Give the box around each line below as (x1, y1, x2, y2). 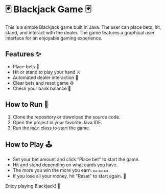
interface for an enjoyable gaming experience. (5, 35, 103, 41)
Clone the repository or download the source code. (12, 113, 121, 120)
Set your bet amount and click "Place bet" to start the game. (12, 157, 139, 163)
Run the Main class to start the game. (12, 125, 90, 131)
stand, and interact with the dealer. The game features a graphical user (5, 29, 155, 35)
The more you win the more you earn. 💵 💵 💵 (12, 167, 108, 173)
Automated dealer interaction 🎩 (12, 74, 79, 81)
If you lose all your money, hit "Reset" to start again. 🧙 (12, 173, 127, 179)
